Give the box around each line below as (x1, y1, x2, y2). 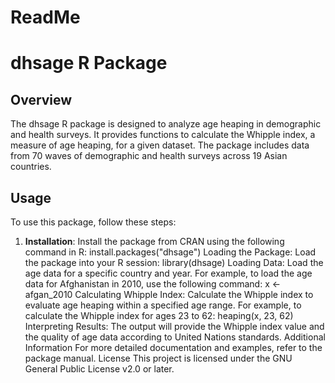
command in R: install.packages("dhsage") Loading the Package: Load (24, 246, 317, 258)
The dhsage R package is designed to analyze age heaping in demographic (10, 118, 322, 130)
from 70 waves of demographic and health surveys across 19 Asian (10, 150, 288, 162)
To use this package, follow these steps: (10, 216, 177, 228)
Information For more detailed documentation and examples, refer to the (24, 342, 323, 353)
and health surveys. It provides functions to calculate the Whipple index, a (10, 129, 316, 141)
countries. (10, 161, 52, 173)
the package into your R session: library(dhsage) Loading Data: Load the (24, 257, 324, 268)
